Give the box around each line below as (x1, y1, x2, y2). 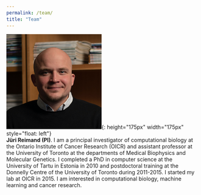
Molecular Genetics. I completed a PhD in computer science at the (6, 156, 172, 163)
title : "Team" (6, 16, 43, 22)
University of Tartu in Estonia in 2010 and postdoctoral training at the (6, 162, 179, 169)
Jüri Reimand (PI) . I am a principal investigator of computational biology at (6, 136, 194, 143)
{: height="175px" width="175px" (101, 123, 184, 131)
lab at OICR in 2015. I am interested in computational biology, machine (6, 175, 182, 182)
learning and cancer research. (6, 181, 82, 188)
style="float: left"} (6, 129, 52, 137)
